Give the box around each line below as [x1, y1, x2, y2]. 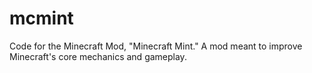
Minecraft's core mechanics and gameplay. [9, 50, 187, 62]
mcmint [9, 7, 74, 30]
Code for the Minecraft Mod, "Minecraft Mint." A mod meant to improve [9, 40, 303, 52]
